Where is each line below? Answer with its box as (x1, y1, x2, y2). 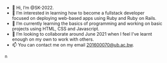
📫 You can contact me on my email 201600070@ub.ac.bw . (11, 42, 134, 48)
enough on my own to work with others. (11, 36, 94, 42)
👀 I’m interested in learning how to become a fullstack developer (11, 10, 144, 16)
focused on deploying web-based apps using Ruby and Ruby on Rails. (11, 15, 157, 21)
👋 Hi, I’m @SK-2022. (11, 5, 54, 10)
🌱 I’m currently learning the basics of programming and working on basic (11, 20, 162, 26)
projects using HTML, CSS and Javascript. (11, 26, 99, 32)
